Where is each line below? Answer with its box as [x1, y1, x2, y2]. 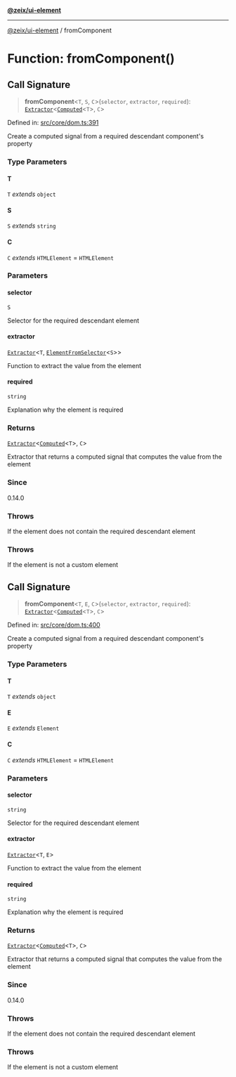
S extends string [7, 221, 56, 230]
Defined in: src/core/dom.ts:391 [7, 119, 99, 126]
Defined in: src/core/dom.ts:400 [7, 621, 100, 629]
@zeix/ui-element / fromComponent [7, 26, 112, 34]
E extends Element [7, 724, 60, 733]
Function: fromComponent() [7, 51, 176, 67]
